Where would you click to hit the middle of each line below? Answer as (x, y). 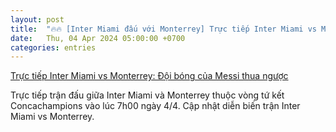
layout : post (37, 19)
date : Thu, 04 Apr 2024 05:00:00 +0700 (98, 38)
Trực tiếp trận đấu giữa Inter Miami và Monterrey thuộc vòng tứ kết (147, 95)
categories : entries (53, 47)
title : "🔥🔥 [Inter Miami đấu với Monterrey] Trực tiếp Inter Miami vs (163, 29)
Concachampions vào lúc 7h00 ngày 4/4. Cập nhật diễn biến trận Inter (155, 106)
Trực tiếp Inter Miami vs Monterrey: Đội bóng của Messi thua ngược (149, 76)
